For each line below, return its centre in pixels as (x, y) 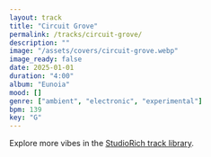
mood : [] (26, 92)
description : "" (40, 43)
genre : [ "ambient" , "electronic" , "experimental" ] (106, 101)
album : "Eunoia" (40, 84)
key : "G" (26, 118)
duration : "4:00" (42, 76)
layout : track (36, 17)
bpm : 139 (26, 109)
